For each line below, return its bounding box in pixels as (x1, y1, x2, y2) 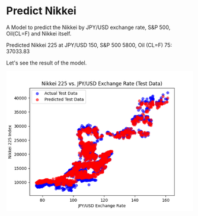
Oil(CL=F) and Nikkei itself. (6, 30, 72, 37)
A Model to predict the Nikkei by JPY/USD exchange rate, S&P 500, (6, 24, 171, 31)
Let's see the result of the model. (6, 59, 87, 66)
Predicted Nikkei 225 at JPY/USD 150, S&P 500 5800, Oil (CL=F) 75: (6, 41, 173, 49)
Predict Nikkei (6, 4, 77, 18)
